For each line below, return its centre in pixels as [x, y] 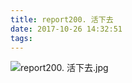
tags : [21, 38]
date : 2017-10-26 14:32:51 [66, 29]
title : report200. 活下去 [62, 19]
